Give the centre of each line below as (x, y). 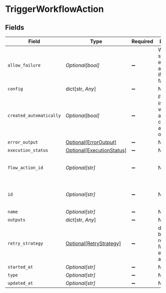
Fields (15, 28)
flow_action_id (25, 168)
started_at (20, 267)
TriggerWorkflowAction (55, 9)
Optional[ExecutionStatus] (96, 150)
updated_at (20, 283)
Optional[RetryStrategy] (93, 243)
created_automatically (34, 115)
